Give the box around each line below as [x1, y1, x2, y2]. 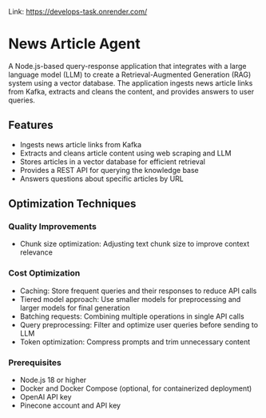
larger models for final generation [19, 303, 130, 312]
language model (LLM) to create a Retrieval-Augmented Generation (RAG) [8, 70, 252, 79]
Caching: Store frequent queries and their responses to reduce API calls [19, 286, 257, 295]
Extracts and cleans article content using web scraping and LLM [19, 148, 232, 158]
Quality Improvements [8, 221, 97, 232]
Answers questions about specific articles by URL [19, 174, 184, 183]
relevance [19, 247, 54, 257]
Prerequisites [8, 356, 62, 368]
